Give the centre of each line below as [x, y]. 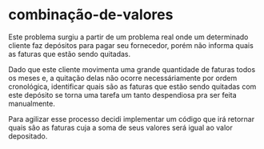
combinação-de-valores [91, 15]
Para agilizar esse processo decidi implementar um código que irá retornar [131, 119]
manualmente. [32, 103]
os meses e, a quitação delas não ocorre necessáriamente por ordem [123, 78]
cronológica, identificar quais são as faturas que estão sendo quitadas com [132, 87]
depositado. [28, 136]
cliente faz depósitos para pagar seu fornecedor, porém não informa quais [131, 45]
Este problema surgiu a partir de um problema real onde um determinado [128, 37]
